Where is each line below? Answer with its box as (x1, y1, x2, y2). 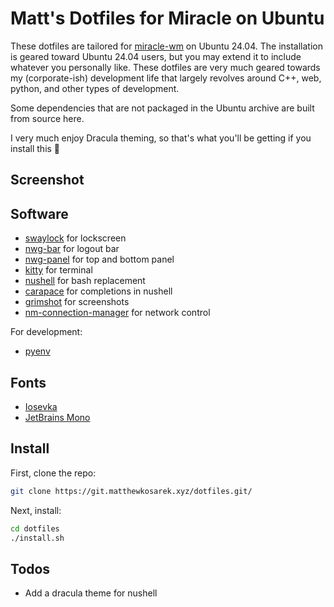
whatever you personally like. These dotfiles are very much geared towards (10, 61, 321, 73)
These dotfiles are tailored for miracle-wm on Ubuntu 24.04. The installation (10, 40, 323, 52)
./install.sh (10, 533, 65, 543)
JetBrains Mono (24, 411, 91, 423)
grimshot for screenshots (24, 296, 130, 308)
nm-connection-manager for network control (24, 307, 211, 319)
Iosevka (24, 400, 58, 412)
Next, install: (10, 504, 62, 516)
